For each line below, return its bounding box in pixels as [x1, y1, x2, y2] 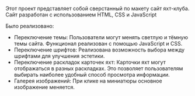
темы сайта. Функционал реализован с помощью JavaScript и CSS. [13, 40, 183, 47]
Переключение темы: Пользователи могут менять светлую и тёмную [13, 34, 188, 40]
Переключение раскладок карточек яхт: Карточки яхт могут [13, 59, 166, 66]
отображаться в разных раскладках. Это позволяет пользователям [13, 65, 183, 72]
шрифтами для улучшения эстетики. [13, 53, 105, 59]
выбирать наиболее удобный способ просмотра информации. [13, 71, 170, 78]
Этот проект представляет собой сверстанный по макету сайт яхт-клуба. [5, 5, 190, 12]
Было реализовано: [5, 23, 54, 29]
